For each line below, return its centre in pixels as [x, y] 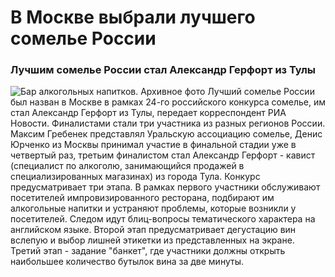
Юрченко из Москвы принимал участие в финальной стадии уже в [153, 145]
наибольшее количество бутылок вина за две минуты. [127, 262]
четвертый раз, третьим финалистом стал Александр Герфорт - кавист [163, 155]
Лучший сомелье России [261, 92]
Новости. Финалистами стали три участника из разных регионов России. [168, 123]
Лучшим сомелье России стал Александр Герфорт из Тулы [163, 70]
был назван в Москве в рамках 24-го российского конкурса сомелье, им [168, 102]
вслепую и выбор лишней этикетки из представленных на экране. [152, 240]
